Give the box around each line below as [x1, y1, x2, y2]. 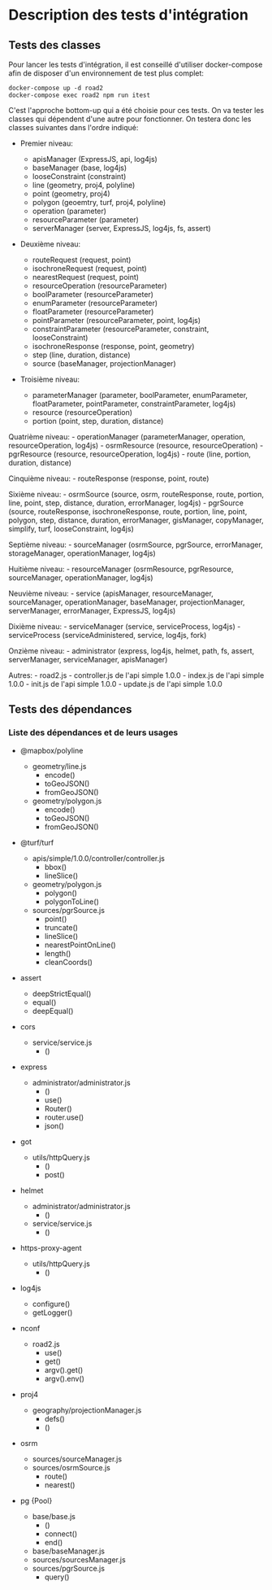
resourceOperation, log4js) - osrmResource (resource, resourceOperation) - [8, 441, 264, 450]
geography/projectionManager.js [32, 1405, 142, 1415]
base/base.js [32, 1511, 76, 1521]
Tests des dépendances [8, 702, 132, 717]
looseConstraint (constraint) [32, 172, 127, 181]
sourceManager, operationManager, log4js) [8, 573, 153, 583]
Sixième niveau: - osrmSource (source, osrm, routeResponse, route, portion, [8, 490, 264, 499]
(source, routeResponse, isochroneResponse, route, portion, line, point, [8, 507, 248, 516]
